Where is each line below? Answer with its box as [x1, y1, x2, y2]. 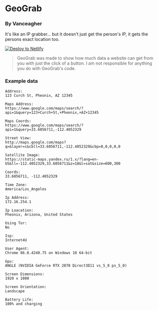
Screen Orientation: [5, 284, 47, 289]
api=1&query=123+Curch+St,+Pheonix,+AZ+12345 [5, 110, 99, 115]
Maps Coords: [5, 119, 32, 123]
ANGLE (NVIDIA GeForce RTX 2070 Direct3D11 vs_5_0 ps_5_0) [5, 263, 127, 268]
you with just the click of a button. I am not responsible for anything [17, 60, 152, 66]
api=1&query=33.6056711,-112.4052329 [5, 127, 82, 132]
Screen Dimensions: [5, 272, 45, 276]
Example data [5, 78, 38, 85]
